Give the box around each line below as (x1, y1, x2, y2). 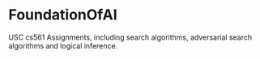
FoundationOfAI (8, 6, 117, 24)
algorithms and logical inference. (8, 40, 118, 50)
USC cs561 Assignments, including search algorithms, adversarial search (8, 32, 253, 42)
